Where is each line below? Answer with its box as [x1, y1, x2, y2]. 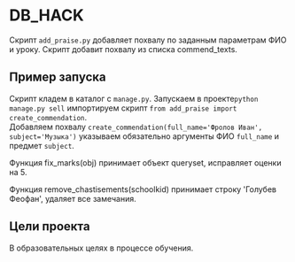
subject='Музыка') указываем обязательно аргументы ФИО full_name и [9, 130, 280, 142]
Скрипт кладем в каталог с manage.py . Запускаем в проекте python [9, 93, 259, 104]
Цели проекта [9, 219, 90, 235]
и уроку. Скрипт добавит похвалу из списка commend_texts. [9, 43, 237, 54]
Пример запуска [9, 70, 106, 85]
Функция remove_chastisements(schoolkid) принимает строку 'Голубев [9, 183, 277, 195]
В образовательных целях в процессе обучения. [9, 243, 194, 253]
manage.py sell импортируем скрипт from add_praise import [9, 103, 237, 113]
